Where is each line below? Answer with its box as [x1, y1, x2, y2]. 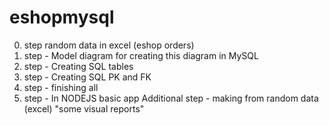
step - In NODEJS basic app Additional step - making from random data [23, 92, 319, 104]
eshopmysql [9, 6, 115, 29]
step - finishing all [23, 81, 99, 93]
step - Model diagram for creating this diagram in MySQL [23, 49, 259, 61]
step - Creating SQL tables [23, 60, 134, 72]
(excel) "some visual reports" [23, 102, 145, 115]
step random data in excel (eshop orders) [23, 39, 195, 51]
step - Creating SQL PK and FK [23, 71, 152, 83]
